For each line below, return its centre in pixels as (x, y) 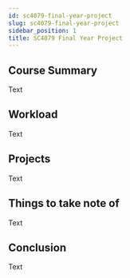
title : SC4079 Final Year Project (66, 38)
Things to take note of (64, 203)
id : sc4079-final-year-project (60, 16)
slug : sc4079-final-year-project (64, 23)
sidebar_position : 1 (43, 30)
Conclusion (37, 247)
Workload (33, 115)
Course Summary (53, 70)
